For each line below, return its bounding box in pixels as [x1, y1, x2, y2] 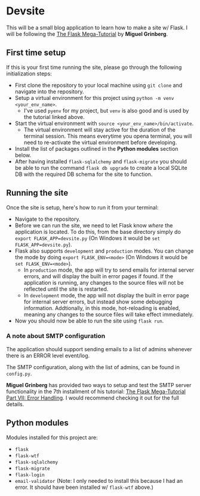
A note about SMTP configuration [6, 332, 106, 340]
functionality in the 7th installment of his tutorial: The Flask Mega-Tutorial [6, 388, 186, 395]
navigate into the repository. [14, 88, 84, 95]
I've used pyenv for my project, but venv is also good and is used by [23, 106, 189, 114]
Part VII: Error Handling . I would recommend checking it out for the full [6, 394, 179, 401]
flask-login [14, 471, 45, 478]
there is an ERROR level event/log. [6, 352, 90, 359]
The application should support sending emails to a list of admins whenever [6, 345, 192, 352]
